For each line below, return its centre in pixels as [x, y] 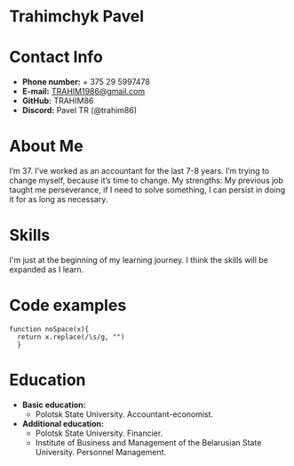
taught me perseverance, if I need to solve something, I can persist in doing [147, 190]
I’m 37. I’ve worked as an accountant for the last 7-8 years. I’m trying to [139, 171]
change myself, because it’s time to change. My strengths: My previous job [147, 181]
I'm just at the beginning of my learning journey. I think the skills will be [139, 260]
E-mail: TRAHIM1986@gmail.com [83, 92]
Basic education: [54, 405]
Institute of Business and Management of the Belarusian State [148, 442]
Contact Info [56, 57]
